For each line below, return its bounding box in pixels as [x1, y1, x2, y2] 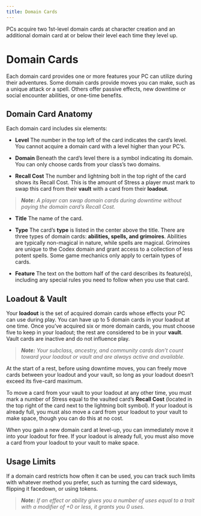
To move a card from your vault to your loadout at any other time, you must [6, 389, 192, 397]
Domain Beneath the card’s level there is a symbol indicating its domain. [14, 154, 194, 162]
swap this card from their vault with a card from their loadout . [14, 185, 169, 193]
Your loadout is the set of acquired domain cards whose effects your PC [6, 310, 185, 317]
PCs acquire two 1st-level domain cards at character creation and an [6, 25, 175, 32]
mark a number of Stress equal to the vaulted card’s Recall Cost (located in [6, 395, 193, 403]
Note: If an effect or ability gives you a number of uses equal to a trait [20, 497, 195, 504]
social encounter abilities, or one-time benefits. [6, 91, 123, 99]
